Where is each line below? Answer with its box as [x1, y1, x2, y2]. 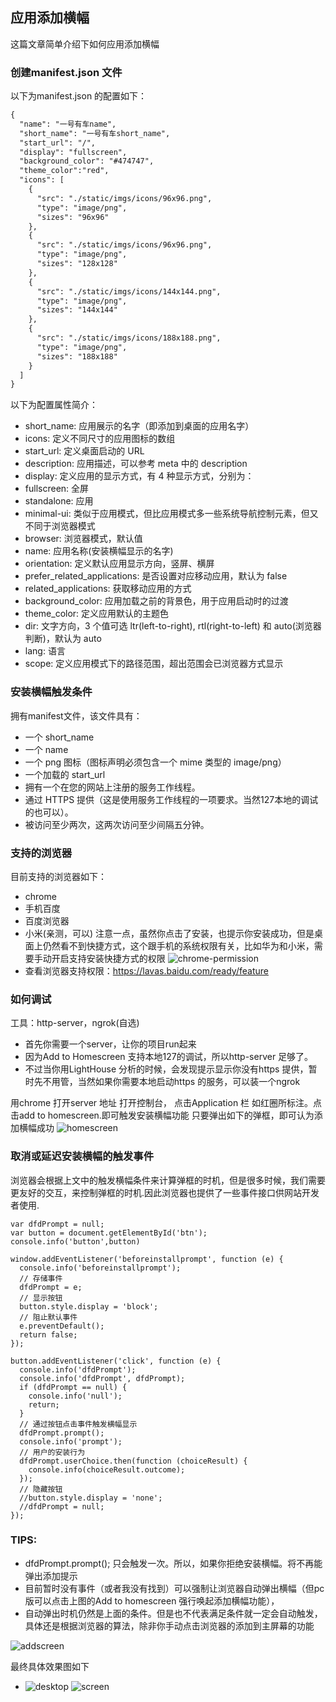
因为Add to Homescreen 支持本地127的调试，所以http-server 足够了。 [24, 1051, 314, 1063]
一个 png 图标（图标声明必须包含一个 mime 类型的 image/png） [24, 756, 287, 768]
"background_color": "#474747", [19, 156, 155, 167]
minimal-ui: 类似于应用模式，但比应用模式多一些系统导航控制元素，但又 [24, 508, 319, 520]
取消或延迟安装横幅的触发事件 [10, 1149, 155, 1163]
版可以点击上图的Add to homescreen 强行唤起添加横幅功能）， [24, 1594, 280, 1607]
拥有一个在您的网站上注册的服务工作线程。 [24, 781, 201, 793]
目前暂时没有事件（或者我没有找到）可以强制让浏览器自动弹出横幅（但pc [24, 1582, 325, 1594]
